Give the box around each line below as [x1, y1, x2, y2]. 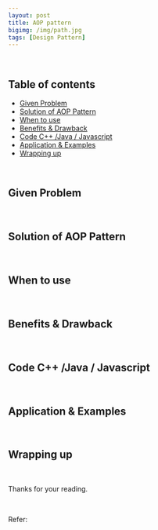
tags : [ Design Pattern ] [8, 33, 86, 42]
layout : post [8, 11, 51, 20]
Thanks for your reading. [8, 484, 88, 493]
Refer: [8, 514, 28, 524]
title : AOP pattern [8, 19, 72, 27]
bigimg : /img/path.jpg [8, 26, 82, 34]
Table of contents [8, 78, 95, 91]
